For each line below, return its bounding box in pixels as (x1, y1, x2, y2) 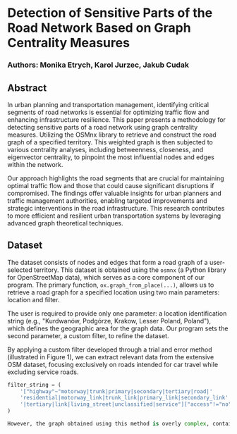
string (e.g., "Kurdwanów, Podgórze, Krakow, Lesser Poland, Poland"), (7, 316, 212, 325)
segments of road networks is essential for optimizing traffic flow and (7, 108, 209, 116)
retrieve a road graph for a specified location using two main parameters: (7, 287, 220, 297)
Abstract (7, 82, 47, 94)
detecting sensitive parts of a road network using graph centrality (7, 123, 198, 131)
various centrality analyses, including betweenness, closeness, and (7, 145, 204, 154)
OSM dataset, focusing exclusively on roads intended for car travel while (7, 360, 219, 368)
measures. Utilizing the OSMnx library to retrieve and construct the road (7, 130, 217, 139)
